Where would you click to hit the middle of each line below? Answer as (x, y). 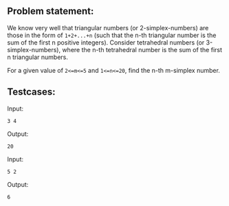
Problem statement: (51, 11)
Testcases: (31, 92)
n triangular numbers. (38, 57)
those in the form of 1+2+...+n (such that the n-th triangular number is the (112, 35)
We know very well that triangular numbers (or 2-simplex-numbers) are (108, 27)
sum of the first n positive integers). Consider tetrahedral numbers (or (106, 42)
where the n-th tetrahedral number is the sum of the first (142, 49)
